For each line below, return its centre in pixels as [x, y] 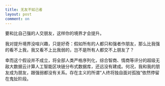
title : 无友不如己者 [24, 10]
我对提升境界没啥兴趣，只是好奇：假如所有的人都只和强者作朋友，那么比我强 [82, 44]
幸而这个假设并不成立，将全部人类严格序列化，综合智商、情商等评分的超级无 [82, 60]
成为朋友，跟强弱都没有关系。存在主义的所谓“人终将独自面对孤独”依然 [80, 73]
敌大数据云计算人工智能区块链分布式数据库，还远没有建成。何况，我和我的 [80, 66]
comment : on [17, 19]
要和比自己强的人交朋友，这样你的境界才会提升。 [55, 33]
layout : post [18, 14]
